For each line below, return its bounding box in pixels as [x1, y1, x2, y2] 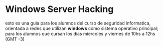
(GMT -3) [5, 36, 25, 42]
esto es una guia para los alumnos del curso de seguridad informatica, [5, 20, 151, 26]
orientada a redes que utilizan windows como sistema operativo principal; [5, 25, 158, 31]
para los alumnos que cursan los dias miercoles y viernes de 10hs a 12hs [5, 30, 155, 36]
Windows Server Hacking [5, 3, 114, 15]
